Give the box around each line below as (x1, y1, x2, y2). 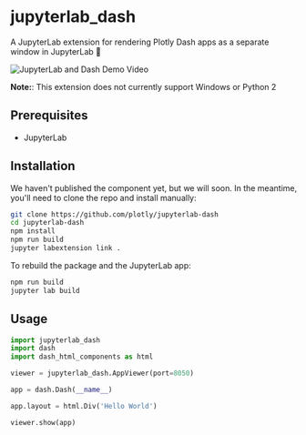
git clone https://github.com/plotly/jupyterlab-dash (10, 209, 219, 219)
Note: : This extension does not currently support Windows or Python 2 (10, 81, 277, 92)
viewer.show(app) (10, 418, 76, 427)
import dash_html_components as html (10, 352, 154, 361)
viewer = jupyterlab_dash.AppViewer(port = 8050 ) (10, 369, 195, 379)
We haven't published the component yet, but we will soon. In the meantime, (10, 182, 298, 193)
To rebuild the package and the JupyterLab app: (10, 259, 192, 270)
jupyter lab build (10, 286, 80, 295)
